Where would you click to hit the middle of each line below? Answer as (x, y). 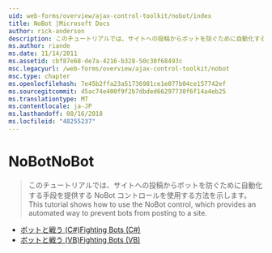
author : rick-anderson (47, 31)
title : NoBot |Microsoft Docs (59, 24)
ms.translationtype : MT (49, 99)
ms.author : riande (39, 46)
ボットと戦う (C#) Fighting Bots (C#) (80, 229)
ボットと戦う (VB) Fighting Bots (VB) (80, 239)
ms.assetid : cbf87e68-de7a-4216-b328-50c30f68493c (96, 62)
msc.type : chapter (39, 76)
